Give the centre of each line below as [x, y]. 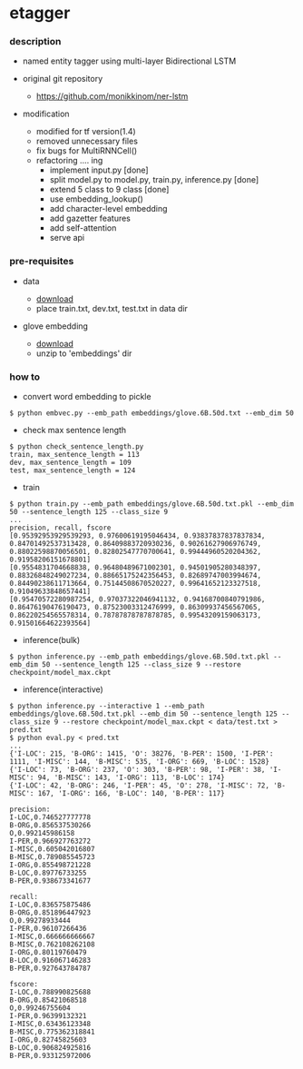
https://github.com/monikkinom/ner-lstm [112, 96]
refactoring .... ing [69, 161]
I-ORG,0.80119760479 [49, 953]
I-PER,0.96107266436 [49, 929]
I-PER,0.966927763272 [50, 841]
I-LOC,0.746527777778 [50, 817]
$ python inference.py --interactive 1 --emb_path [107, 707]
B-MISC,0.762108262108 [52, 945]
